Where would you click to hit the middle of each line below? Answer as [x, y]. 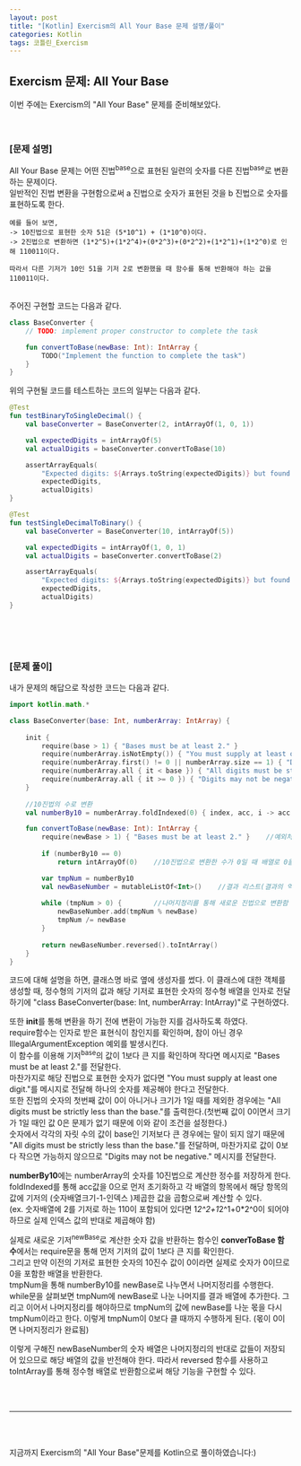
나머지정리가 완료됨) [54, 1330]
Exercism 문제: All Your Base [89, 81]
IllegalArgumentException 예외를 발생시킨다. [89, 1044]
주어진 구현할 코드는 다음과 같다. [66, 306]
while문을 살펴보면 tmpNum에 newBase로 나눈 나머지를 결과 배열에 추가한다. [145, 1296]
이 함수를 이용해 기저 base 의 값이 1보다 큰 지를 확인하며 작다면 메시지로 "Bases [145, 1055]
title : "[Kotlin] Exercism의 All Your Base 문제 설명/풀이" [117, 26]
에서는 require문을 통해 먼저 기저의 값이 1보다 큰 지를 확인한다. [125, 1251]
